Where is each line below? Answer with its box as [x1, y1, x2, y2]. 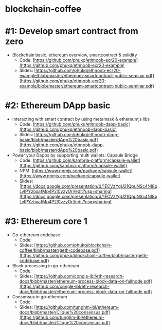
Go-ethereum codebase [12, 232, 61, 238]
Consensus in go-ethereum [12, 294, 67, 299]
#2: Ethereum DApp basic [5, 100, 111, 111]
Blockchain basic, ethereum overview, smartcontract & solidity [12, 52, 137, 58]
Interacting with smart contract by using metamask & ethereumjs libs [12, 116, 150, 122]
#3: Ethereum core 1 [5, 216, 88, 227]
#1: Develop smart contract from [5, 26, 139, 37]
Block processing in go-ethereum [12, 263, 79, 268]
